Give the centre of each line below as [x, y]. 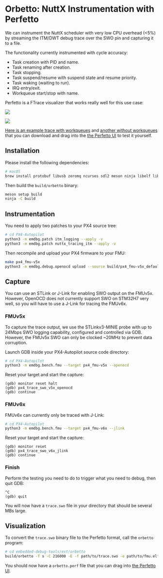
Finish [12, 467]
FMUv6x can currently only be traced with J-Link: [55, 415]
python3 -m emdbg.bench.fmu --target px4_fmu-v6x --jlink [65, 428]
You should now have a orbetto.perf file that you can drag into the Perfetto [81, 566]
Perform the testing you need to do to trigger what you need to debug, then [81, 478]
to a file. [13, 43]
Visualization [25, 526]
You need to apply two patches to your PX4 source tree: [61, 226]
